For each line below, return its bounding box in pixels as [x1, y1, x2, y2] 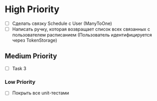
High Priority [5, 4, 59, 15]
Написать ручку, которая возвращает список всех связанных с [12, 26, 150, 32]
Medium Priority [5, 52, 57, 60]
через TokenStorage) [12, 37, 57, 44]
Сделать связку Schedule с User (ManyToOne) [12, 20, 112, 26]
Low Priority [5, 78, 36, 85]
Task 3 [12, 65, 26, 72]
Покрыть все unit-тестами [12, 90, 70, 96]
